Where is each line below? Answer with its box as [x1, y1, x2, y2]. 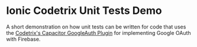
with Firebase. [6, 35, 41, 42]
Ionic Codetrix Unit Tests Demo [6, 4, 162, 17]
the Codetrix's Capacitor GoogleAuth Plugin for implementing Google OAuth [6, 29, 191, 36]
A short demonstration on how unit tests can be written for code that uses [6, 23, 186, 30]
